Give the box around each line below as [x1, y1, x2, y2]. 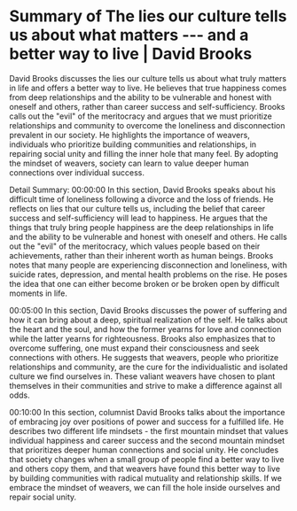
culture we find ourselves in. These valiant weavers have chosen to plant [9, 370, 276, 382]
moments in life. [9, 288, 68, 298]
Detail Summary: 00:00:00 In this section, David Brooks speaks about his [9, 184, 277, 195]
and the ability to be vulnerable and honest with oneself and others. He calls [9, 231, 288, 242]
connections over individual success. [9, 166, 145, 178]
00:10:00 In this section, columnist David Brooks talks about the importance [9, 406, 285, 417]
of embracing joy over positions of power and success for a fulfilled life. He [9, 416, 285, 427]
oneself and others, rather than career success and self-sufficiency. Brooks [9, 101, 285, 112]
